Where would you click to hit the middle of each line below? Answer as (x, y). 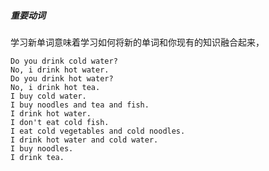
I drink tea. (37, 157)
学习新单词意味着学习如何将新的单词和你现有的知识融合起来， (137, 42)
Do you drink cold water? (64, 61)
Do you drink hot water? (62, 78)
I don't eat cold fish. (60, 122)
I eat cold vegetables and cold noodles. (98, 131)
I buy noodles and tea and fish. (80, 105)
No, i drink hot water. (60, 70)
